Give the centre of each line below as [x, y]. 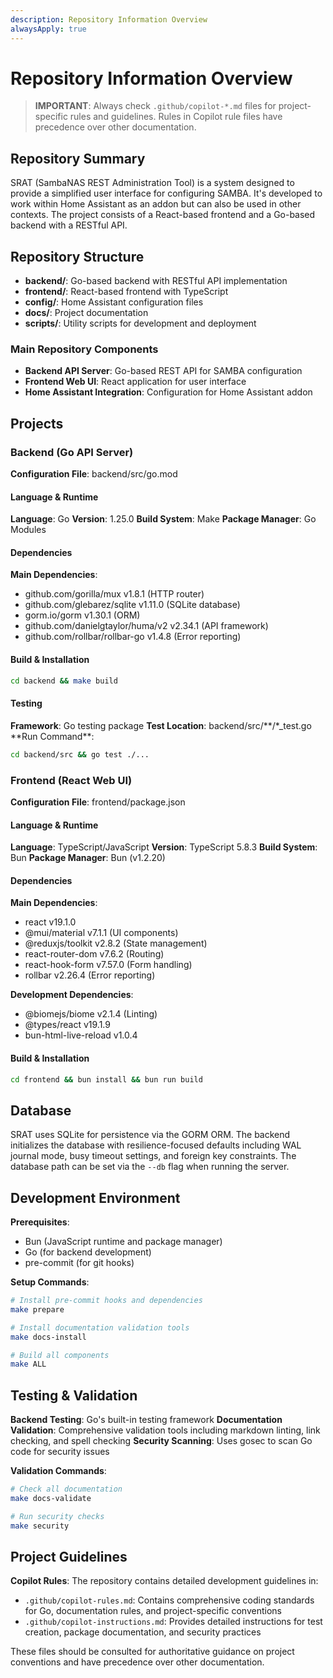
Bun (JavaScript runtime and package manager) [123, 1242]
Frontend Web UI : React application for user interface [135, 382]
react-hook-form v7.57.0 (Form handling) [108, 965]
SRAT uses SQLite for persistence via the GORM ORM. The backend [150, 1135]
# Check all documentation [66, 1489]
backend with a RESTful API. [69, 225]
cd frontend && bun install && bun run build [106, 1079]
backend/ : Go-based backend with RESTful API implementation [156, 281]
